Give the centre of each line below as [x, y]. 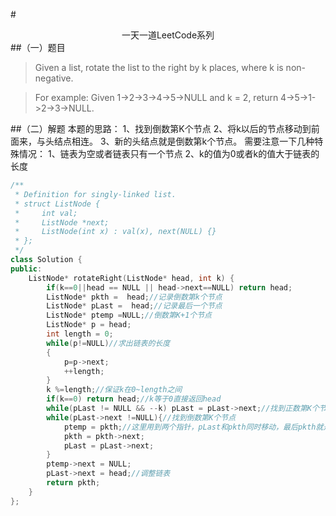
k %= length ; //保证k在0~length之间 [114, 390]
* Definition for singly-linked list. [95, 194]
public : [26, 269]
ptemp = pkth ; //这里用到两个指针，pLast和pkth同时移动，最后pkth [190, 427]
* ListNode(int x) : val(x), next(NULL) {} [115, 232]
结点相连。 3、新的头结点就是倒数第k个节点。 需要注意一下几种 [184, 141]
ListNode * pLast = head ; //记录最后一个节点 [134, 306]
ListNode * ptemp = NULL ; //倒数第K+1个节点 [129, 315]
